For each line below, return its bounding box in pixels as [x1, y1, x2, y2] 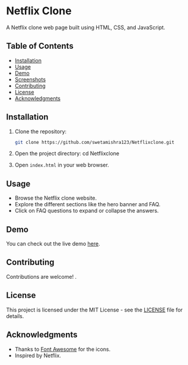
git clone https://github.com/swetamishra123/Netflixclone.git [14, 139, 175, 145]
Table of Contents [6, 41, 74, 51]
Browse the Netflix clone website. [14, 194, 97, 202]
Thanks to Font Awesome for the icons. [14, 345, 111, 353]
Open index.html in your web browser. [14, 162, 110, 169]
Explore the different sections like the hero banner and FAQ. [14, 201, 161, 208]
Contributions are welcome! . [6, 273, 77, 280]
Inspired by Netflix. [14, 352, 61, 359]
